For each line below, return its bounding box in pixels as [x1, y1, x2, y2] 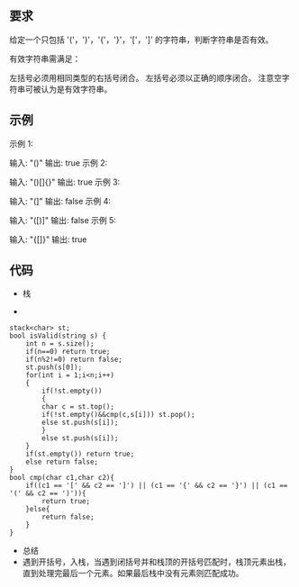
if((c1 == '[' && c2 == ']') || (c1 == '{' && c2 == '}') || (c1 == [25, 481, 288, 491]
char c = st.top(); [41, 402, 115, 411]
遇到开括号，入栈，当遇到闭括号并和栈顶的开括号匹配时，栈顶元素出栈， [22, 556, 291, 567]
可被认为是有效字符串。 [24, 84, 113, 95]
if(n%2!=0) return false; [25, 355, 123, 365]
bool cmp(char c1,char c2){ [9, 474, 115, 483]
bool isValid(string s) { [9, 331, 106, 340]
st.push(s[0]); [25, 363, 83, 372]
